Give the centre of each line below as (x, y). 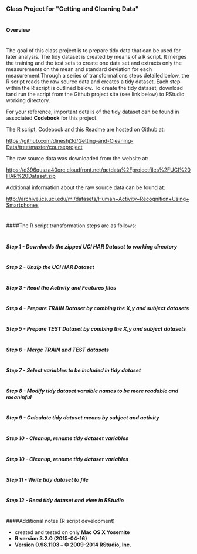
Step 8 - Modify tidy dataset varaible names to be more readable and (92, 391)
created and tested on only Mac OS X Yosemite (72, 532)
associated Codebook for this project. (52, 118)
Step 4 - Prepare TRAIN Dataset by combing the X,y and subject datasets (98, 308)
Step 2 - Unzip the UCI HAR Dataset (50, 267)
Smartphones (23, 205)
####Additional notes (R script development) (61, 521)
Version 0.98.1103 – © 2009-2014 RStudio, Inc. (73, 545)
